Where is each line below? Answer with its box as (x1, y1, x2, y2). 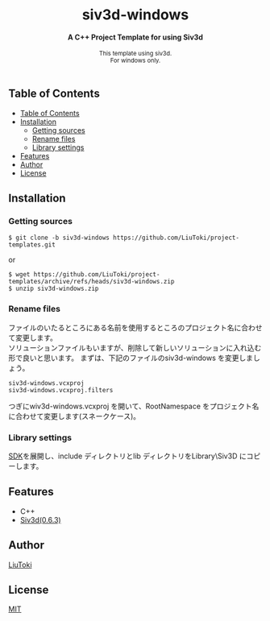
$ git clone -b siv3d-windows (8, 234, 110, 242)
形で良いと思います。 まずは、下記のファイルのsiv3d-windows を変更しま (8, 353, 254, 362)
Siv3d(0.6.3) (19, 515, 62, 524)
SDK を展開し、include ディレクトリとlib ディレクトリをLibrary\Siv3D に (8, 451, 247, 461)
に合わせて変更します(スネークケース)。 (8, 411, 141, 420)
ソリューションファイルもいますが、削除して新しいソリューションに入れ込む (8, 342, 262, 352)
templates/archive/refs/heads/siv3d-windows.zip (8, 278, 175, 286)
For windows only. (110, 56, 161, 64)
